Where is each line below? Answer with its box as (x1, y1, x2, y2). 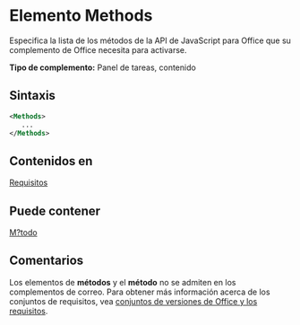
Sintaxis (9, 88, 56, 103)
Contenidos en (9, 154, 93, 169)
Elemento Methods (9, 5, 153, 26)
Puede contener (9, 203, 101, 218)
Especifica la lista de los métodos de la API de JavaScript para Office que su (9, 35, 291, 46)
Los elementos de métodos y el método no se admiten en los (9, 277, 236, 287)
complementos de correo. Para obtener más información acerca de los (9, 286, 270, 297)
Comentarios (9, 253, 84, 268)
